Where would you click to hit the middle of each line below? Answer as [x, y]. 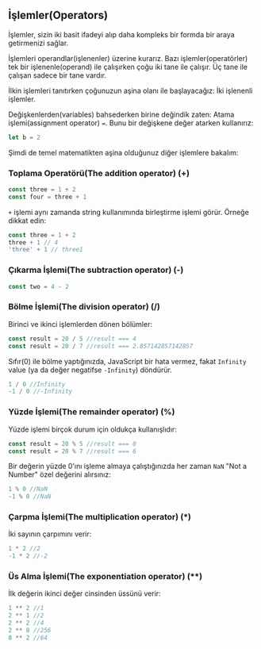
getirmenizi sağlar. [38, 43]
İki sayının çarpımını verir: [50, 534]
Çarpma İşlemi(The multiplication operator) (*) [100, 517]
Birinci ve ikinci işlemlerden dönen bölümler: [81, 324]
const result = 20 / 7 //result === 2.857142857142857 [101, 346]
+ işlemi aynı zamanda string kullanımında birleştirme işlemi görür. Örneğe [129, 212]
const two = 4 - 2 [38, 286]
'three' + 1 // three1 [46, 250]
